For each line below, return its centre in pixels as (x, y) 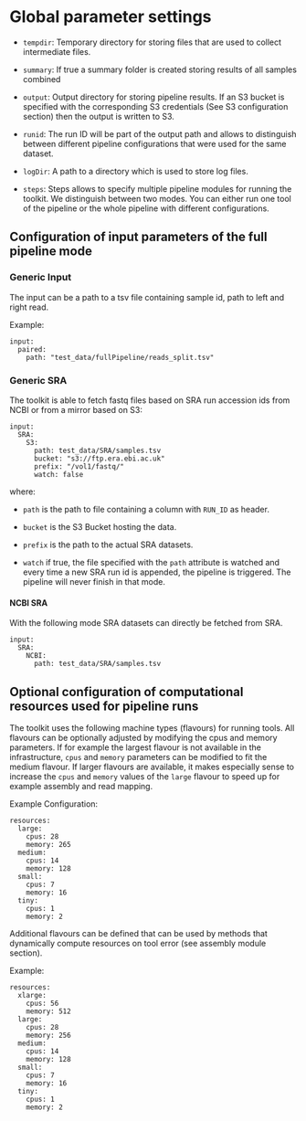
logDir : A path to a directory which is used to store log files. (135, 171)
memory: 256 (48, 1035)
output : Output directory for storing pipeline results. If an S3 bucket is (153, 97)
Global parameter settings (111, 17)
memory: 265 (48, 844)
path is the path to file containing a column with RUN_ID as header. (146, 509)
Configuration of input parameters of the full (138, 237)
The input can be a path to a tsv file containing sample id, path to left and (147, 297)
